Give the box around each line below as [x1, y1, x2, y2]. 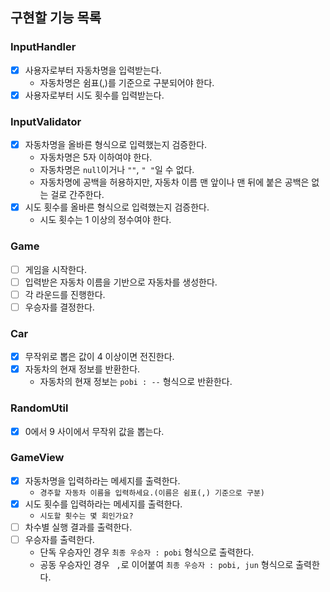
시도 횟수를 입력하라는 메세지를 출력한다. [24, 498, 183, 510]
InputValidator [10, 114, 82, 128]
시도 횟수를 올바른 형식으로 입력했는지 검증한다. [24, 201, 210, 213]
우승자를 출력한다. [24, 534, 95, 546]
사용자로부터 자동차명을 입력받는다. [24, 64, 162, 76]
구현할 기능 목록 [10, 9, 102, 27]
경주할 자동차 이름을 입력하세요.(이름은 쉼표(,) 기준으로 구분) [39, 488, 265, 498]
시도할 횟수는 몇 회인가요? [39, 511, 134, 521]
